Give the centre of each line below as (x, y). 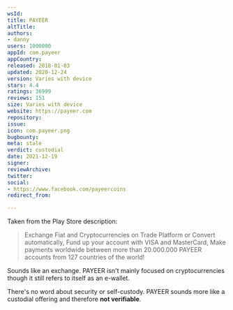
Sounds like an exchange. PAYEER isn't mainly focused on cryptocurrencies (116, 271)
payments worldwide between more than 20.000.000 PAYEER (113, 250)
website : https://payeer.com (50, 111)
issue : (17, 124)
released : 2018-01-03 (39, 66)
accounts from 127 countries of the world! (84, 257)
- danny (18, 40)
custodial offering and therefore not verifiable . (74, 299)
